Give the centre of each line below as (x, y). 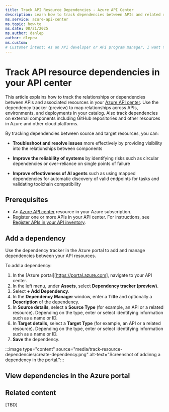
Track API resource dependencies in (82, 72)
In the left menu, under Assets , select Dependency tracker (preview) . (86, 286)
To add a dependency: (28, 266)
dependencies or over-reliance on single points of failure (71, 163)
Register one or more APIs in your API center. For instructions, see (81, 217)
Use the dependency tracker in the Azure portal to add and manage (75, 251)
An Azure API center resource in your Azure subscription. (72, 212)
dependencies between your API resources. (51, 256)
